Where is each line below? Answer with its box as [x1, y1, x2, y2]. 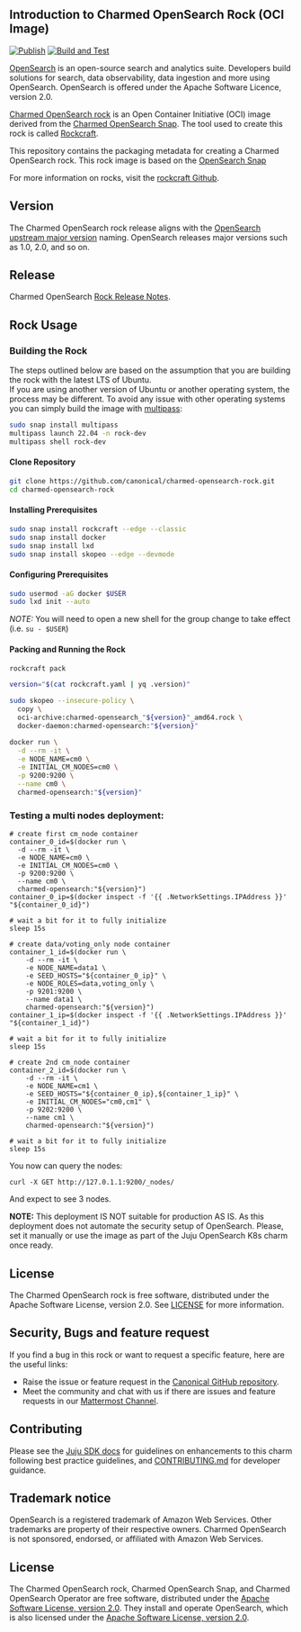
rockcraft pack [9, 663, 66, 673]
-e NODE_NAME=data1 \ [25, 963, 106, 973]
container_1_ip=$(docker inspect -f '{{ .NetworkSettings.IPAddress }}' [9, 1011, 288, 1020]
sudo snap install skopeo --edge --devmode [9, 549, 175, 559]
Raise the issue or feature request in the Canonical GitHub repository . [22, 1376, 280, 1387]
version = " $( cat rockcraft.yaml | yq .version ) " [9, 680, 191, 690]
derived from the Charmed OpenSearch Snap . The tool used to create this [9, 118, 283, 129]
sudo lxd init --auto [9, 598, 91, 607]
